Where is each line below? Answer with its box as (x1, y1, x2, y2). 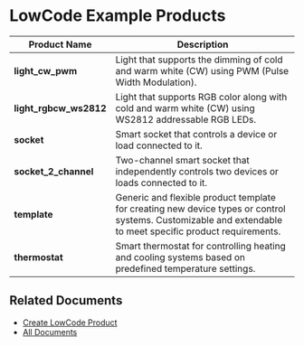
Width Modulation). (115, 76, 197, 89)
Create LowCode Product (22, 317, 118, 328)
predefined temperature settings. (115, 262, 256, 275)
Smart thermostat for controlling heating (115, 239, 287, 252)
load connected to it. (115, 139, 204, 152)
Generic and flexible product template (115, 191, 276, 203)
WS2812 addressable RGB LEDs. (115, 113, 257, 126)
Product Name (28, 38, 92, 51)
